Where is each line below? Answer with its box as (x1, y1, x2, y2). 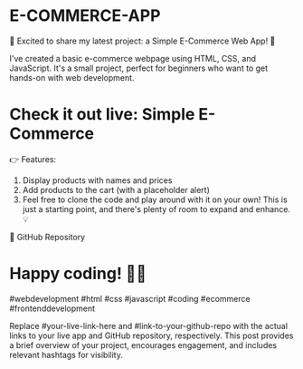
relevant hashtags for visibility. (9, 349, 124, 360)
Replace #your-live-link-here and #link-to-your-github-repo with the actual (9, 320, 288, 331)
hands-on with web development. (9, 72, 135, 83)
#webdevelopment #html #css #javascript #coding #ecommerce (9, 293, 251, 304)
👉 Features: (9, 153, 57, 164)
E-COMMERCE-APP (9, 5, 161, 26)
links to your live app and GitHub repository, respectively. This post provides (9, 330, 294, 341)
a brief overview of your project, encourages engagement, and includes (9, 339, 278, 350)
